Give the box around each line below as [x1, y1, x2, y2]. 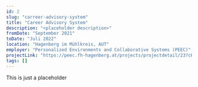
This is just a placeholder [6, 74, 67, 81]
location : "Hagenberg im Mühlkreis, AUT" [6, 42, 110, 48]
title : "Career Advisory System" [6, 19, 88, 25]
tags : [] [6, 58, 28, 63]
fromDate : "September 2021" [6, 31, 75, 36]
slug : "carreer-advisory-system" [6, 14, 88, 20]
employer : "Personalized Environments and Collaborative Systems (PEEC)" [6, 47, 192, 53]
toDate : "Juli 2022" [6, 36, 57, 42]
